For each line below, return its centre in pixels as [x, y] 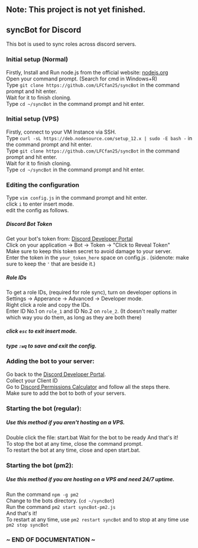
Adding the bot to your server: [50, 361]
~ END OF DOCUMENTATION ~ [51, 540]
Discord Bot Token [29, 223]
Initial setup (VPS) [33, 119]
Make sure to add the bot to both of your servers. [66, 393]
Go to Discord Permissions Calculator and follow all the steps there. [88, 387]
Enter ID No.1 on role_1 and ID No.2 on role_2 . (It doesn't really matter [92, 311]
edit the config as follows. [38, 210]
